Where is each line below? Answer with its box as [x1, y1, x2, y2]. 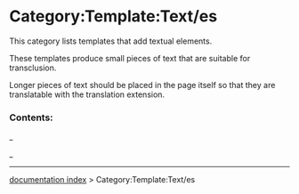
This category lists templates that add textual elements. [9, 36, 213, 46]
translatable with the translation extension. [9, 89, 166, 100]
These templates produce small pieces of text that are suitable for [9, 53, 251, 63]
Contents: [9, 111, 53, 124]
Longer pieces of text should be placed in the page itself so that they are [9, 79, 276, 90]
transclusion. [9, 62, 57, 73]
